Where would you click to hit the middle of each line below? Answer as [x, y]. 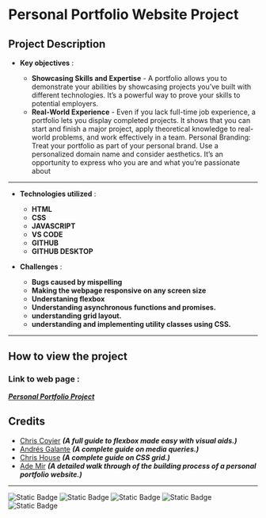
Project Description [57, 44]
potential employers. [65, 104]
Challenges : [41, 267]
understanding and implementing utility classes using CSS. [131, 324]
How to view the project [68, 357]
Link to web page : [44, 379]
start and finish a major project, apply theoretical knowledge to [134, 129]
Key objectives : [47, 63]
